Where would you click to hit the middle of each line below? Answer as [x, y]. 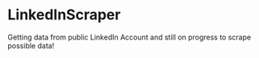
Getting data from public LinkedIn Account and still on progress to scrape [129, 37]
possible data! [31, 45]
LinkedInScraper [64, 15]
